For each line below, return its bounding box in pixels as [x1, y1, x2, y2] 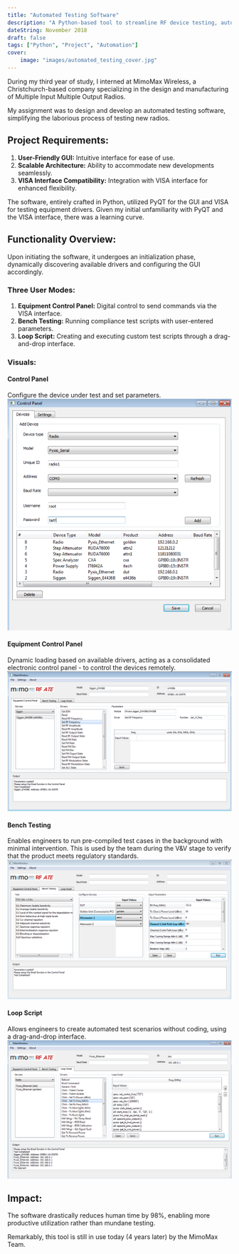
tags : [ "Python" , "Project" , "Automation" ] [7, 41, 139, 49]
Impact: [7, 1193, 43, 1205]
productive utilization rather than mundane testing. [7, 1219, 156, 1228]
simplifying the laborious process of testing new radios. [7, 113, 171, 122]
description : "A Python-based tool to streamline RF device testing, [7, 19, 218, 26]
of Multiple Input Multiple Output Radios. [7, 92, 126, 101]
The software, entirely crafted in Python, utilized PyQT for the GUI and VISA [7, 197, 229, 206]
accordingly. [7, 268, 44, 276]
